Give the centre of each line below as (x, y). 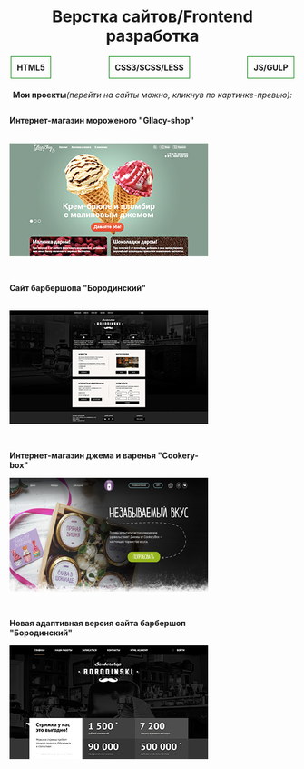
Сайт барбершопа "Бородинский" (78, 287)
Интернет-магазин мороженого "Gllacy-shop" (102, 120)
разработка (152, 36)
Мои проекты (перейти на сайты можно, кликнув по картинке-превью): (152, 95)
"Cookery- (178, 455)
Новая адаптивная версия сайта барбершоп (98, 623)
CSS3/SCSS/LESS (149, 67)
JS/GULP (271, 67)
